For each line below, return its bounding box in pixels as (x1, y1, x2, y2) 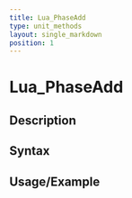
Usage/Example (9, 174, 101, 189)
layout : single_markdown (9, 30, 102, 39)
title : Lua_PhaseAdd (9, 13, 87, 22)
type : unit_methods (9, 22, 83, 31)
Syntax (9, 143, 50, 158)
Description (9, 112, 76, 128)
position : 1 (9, 38, 54, 48)
